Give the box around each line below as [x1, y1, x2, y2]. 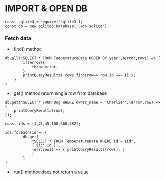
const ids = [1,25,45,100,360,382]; [5, 121, 81, 126]
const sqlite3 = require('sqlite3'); [5, 19, 83, 24]
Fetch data [5, 35, 31, 42]
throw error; [31, 65, 58, 70]
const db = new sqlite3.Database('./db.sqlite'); [5, 23, 110, 29]
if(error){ [23, 60, 45, 65]
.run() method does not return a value [12, 169, 89, 175]
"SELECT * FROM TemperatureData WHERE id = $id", [31, 139, 136, 143]
